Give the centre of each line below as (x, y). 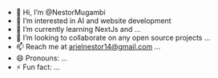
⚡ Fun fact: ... (38, 67)
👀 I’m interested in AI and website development (93, 21)
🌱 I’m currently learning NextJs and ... (78, 29)
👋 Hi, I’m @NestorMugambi (61, 12)
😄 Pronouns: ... (42, 58)
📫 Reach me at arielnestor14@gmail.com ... (88, 47)
